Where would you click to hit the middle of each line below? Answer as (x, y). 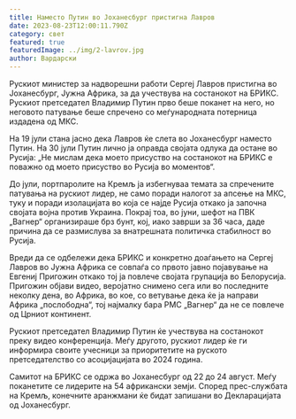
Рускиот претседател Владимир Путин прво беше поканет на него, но (142, 102)
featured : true (37, 42)
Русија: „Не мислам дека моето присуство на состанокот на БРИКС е (141, 157)
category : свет (37, 34)
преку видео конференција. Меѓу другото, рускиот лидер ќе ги (128, 341)
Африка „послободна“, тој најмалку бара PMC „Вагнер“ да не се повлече (147, 305)
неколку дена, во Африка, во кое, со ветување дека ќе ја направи (134, 295)
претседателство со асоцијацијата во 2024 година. (106, 359)
